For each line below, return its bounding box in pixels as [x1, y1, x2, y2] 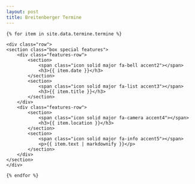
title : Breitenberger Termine [6, 14, 82, 20]
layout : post [6, 8, 39, 15]
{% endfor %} [6, 172, 39, 179]
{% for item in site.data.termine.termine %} [6, 31, 122, 37]
